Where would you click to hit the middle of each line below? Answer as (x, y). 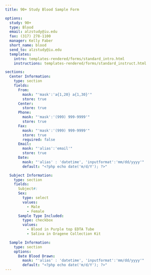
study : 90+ (20, 23)
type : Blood (22, 27)
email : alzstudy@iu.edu (33, 32)
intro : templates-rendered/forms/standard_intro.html (69, 59)
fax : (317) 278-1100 (30, 36)
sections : (15, 72)
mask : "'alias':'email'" (48, 149)
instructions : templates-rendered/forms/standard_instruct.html (80, 63)
